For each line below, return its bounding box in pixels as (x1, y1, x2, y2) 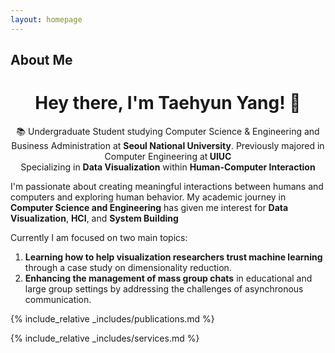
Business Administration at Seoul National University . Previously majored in (11, 139, 325, 151)
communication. (24, 293, 92, 305)
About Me (10, 52, 73, 69)
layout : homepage (10, 14, 83, 25)
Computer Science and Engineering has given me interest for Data (10, 201, 289, 213)
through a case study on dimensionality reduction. (24, 261, 232, 273)
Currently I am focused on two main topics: (10, 231, 188, 243)
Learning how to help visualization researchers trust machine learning (24, 251, 323, 263)
